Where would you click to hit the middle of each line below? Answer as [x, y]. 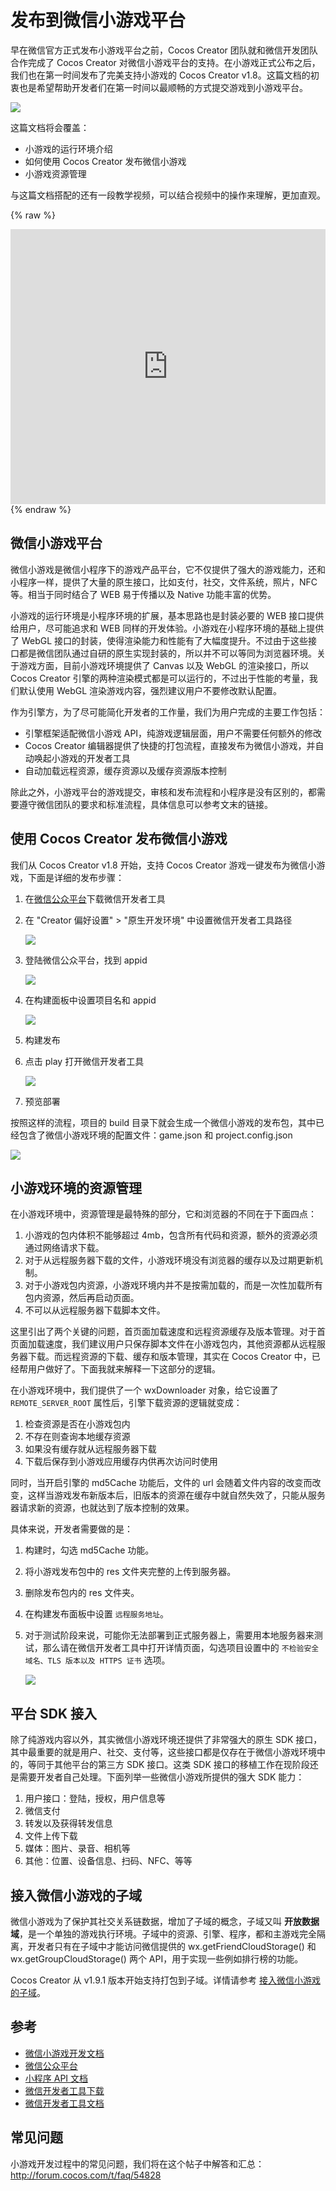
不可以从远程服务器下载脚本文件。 [95, 1310]
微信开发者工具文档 [64, 2103]
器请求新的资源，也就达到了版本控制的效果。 [102, 1508]
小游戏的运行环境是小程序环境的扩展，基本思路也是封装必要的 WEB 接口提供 [167, 615]
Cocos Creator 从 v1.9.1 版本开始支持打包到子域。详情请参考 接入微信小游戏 [165, 1980]
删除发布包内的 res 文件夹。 [82, 1593]
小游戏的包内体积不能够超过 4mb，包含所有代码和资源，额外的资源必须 [171, 1235]
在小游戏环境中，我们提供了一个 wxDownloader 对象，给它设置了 [144, 1390]
